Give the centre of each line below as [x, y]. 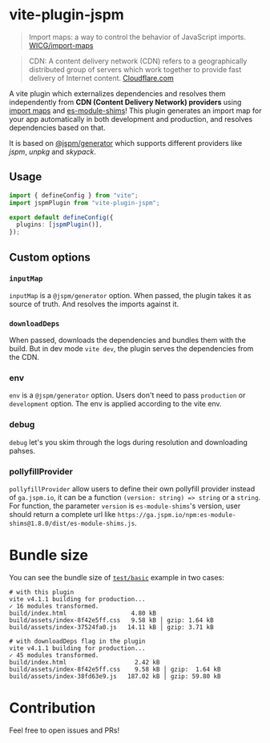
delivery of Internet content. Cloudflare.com [101, 78]
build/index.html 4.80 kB [83, 613]
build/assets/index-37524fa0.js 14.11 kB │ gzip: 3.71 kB [112, 627]
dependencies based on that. [58, 127]
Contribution [52, 708]
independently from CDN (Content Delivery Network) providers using [125, 102]
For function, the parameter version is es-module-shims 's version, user [125, 506]
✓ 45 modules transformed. [54, 655]
